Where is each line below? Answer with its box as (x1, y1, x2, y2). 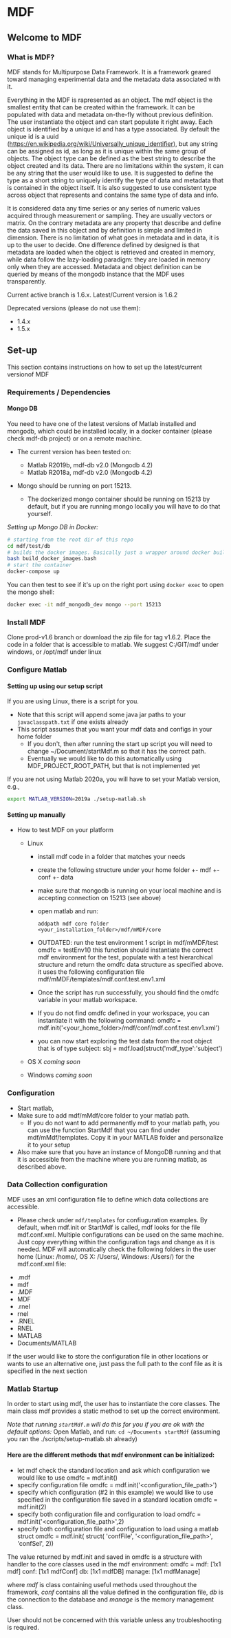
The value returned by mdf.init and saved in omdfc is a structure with (7, 1553, 203, 1561)
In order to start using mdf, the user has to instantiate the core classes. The (7, 1400, 221, 1408)
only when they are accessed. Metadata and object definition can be (7, 262, 201, 270)
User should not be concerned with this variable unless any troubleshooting (7, 1615, 222, 1624)
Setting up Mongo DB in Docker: (7, 522, 98, 531)
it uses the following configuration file (37, 968, 145, 976)
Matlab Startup (7, 1384, 58, 1394)
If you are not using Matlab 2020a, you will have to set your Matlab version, (7, 775, 221, 783)
